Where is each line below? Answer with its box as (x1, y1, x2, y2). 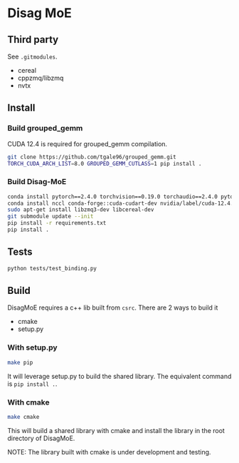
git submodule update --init (7, 213, 94, 220)
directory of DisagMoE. (7, 434, 75, 442)
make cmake (7, 413, 40, 420)
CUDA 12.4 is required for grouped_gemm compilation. (7, 139, 168, 148)
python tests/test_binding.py (7, 265, 97, 272)
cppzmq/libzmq (17, 73, 64, 82)
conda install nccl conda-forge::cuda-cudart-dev (7, 200, 158, 207)
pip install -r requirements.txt (7, 220, 107, 227)
